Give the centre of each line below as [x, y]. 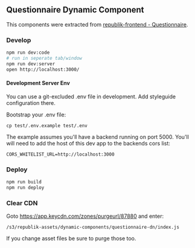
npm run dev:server [31, 64]
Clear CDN [22, 203]
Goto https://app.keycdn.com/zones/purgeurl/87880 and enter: [85, 216]
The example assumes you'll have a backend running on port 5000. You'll [97, 137]
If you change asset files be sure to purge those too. [71, 238]
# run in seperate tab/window [44, 58]
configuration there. [31, 103]
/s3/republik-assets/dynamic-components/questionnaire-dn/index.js [93, 227]
